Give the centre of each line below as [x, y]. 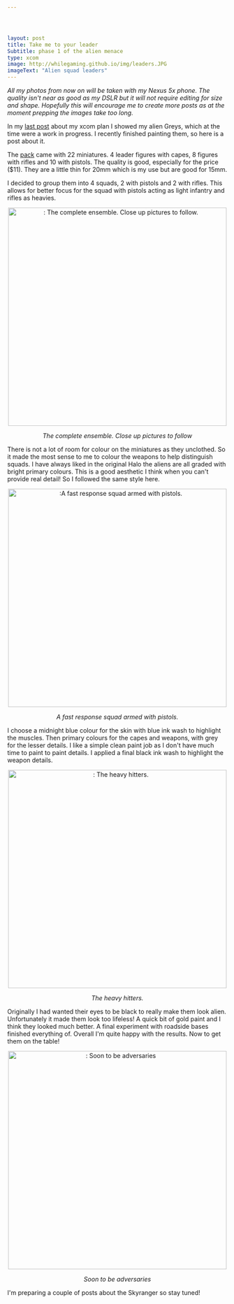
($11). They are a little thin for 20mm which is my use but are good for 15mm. [117, 169]
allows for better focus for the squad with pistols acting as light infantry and [116, 190]
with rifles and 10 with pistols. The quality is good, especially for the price [113, 162]
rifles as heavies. [32, 198]
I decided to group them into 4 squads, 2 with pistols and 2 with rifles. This [115, 183]
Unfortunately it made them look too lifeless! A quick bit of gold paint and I [114, 1019]
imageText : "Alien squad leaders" [58, 71]
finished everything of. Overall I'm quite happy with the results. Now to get [114, 1034]
